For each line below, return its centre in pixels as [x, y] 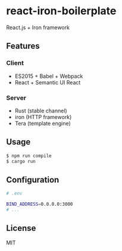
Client [15, 63]
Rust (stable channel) [41, 111]
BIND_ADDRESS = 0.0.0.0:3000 [40, 204]
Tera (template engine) [43, 123]
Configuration [33, 180]
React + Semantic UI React [48, 82]
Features [23, 46]
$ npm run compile [29, 156]
